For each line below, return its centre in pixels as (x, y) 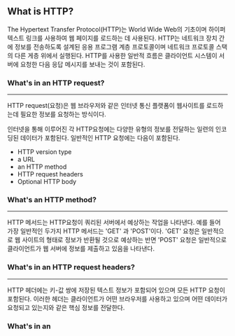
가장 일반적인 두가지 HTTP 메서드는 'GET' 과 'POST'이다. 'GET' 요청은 (104, 231)
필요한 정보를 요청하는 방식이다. (63, 114)
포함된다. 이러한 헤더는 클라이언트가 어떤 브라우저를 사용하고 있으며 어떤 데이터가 (117, 299)
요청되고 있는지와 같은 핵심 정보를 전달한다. (66, 307)
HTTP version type (44, 152)
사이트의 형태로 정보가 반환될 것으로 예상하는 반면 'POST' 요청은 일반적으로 (124, 240)
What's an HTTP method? (52, 200)
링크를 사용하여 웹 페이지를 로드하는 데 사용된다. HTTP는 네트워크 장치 (122, 38)
